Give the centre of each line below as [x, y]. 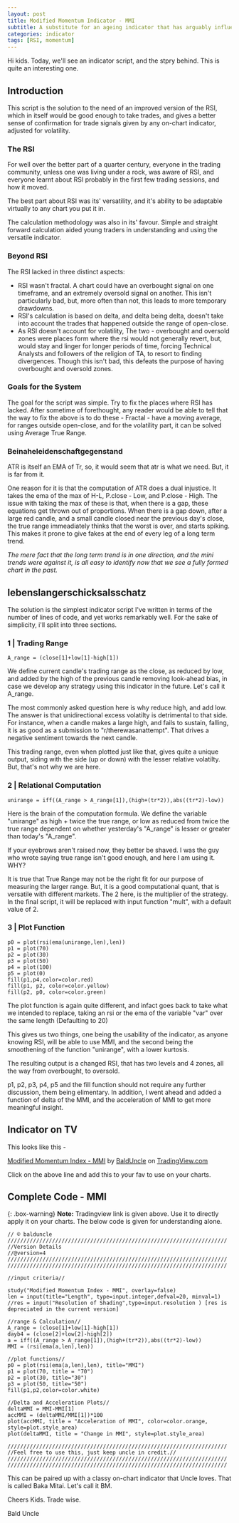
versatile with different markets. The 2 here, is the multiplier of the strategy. [118, 894]
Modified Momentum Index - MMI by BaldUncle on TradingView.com [108, 1160]
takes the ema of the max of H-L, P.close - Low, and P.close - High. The [113, 496]
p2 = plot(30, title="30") [47, 1378]
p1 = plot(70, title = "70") [51, 1372]
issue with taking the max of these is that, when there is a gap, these [108, 504]
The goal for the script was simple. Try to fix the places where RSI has [110, 402]
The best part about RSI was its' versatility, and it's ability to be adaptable [115, 201]
